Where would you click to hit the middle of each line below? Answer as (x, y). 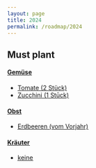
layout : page (26, 14)
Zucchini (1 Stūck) (43, 95)
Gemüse (20, 72)
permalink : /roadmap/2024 (45, 26)
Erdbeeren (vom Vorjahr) (53, 126)
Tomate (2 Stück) (42, 87)
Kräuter (18, 142)
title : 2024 (24, 20)
